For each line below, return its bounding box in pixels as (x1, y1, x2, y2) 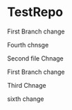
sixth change (7, 95, 44, 103)
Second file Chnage (7, 54, 64, 63)
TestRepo (7, 4, 64, 20)
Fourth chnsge (7, 40, 49, 49)
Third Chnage (7, 81, 46, 89)
